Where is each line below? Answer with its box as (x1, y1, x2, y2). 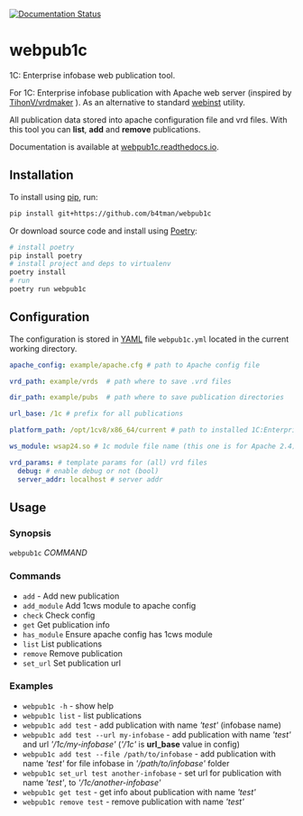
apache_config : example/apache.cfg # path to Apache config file (9, 361, 260, 370)
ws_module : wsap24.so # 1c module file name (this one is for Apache (9, 442, 277, 451)
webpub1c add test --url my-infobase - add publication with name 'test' (22, 729, 291, 739)
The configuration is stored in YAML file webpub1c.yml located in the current (9, 334, 289, 344)
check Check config (22, 610, 96, 620)
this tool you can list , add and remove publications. (9, 124, 201, 134)
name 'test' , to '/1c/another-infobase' (22, 776, 161, 788)
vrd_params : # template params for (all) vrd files (9, 458, 207, 467)
